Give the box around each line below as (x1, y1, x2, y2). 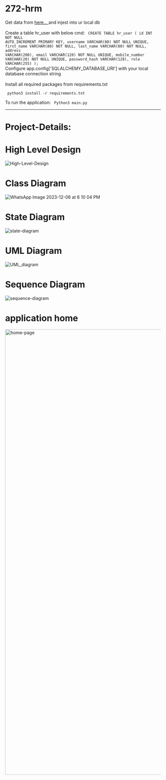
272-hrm (5, 3, 42, 14)
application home (5, 313, 78, 324)
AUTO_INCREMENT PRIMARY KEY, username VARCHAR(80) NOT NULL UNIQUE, (5, 39, 149, 45)
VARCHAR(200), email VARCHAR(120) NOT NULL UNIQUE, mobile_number (5, 52, 145, 57)
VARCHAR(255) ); (5, 61, 39, 66)
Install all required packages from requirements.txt (5, 81, 108, 87)
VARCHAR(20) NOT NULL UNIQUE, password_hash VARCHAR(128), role (5, 56, 140, 62)
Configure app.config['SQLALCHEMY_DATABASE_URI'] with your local (5, 65, 148, 71)
